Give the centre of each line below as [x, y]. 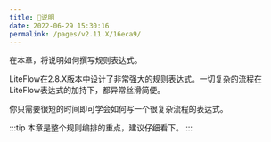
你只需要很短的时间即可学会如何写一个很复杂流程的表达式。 [119, 109]
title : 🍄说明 [32, 17]
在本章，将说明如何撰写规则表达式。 [76, 60]
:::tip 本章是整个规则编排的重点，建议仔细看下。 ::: [101, 128]
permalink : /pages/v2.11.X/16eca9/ [75, 34]
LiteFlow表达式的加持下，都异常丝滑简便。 [87, 91]
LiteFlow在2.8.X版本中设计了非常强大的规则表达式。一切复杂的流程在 [136, 79]
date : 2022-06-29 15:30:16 [59, 26]
